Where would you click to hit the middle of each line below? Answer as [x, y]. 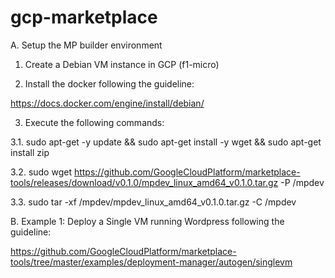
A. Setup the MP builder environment [86, 45]
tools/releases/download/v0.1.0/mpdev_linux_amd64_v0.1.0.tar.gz [144, 182]
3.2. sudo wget [41, 172]
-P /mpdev [302, 182]
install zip [30, 152]
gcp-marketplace [84, 17]
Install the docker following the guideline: [109, 83]
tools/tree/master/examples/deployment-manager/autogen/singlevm [151, 262]
